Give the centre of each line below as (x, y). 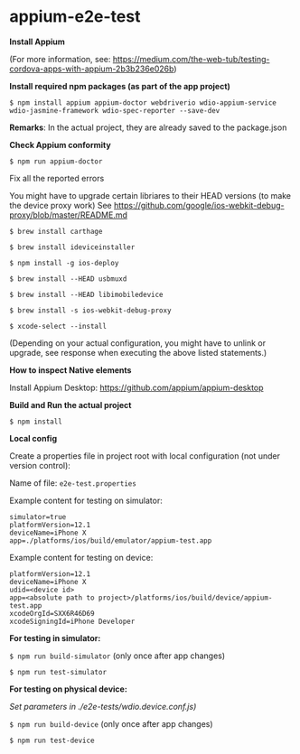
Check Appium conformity (60, 144)
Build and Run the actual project (70, 405)
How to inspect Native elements (70, 370)
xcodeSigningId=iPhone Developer (72, 621)
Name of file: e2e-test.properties (73, 483)
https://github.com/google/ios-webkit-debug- (199, 205)
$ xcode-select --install (58, 326)
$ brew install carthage (56, 231)
